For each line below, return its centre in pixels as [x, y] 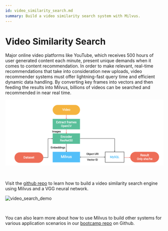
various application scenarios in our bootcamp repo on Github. [70, 223]
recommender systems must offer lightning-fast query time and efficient [80, 77]
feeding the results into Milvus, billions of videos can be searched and [78, 88]
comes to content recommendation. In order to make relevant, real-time [79, 66]
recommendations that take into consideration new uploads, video [74, 71]
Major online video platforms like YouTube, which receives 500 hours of [79, 55]
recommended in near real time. [38, 93]
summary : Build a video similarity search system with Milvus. [73, 16]
